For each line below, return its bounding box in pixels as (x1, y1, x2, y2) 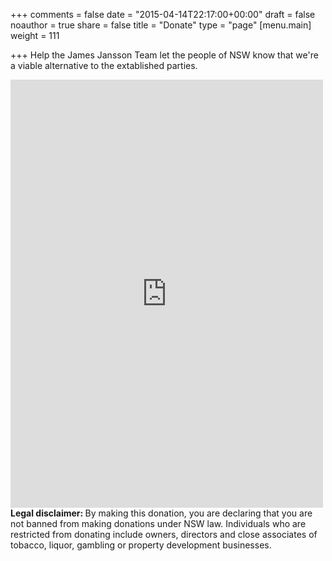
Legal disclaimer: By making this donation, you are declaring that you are (10, 507, 313, 519)
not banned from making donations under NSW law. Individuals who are (10, 518, 307, 529)
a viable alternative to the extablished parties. (10, 60, 198, 71)
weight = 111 (10, 30, 60, 41)
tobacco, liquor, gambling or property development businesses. (10, 539, 272, 551)
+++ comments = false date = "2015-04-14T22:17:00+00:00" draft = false (10, 9, 316, 20)
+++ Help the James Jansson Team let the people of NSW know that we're (10, 49, 319, 61)
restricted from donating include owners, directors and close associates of (10, 529, 318, 540)
